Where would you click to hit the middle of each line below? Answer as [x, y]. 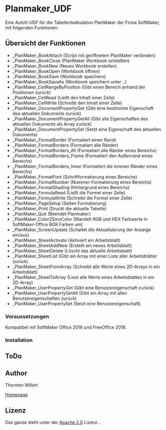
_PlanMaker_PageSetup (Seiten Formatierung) [59, 203]
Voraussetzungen [27, 316]
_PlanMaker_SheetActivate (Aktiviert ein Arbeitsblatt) [66, 240]
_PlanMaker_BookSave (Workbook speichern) [59, 76]
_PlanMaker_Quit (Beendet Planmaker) [51, 214]
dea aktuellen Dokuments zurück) [47, 113]
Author [16, 373]
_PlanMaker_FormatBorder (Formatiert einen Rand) [64, 140]
